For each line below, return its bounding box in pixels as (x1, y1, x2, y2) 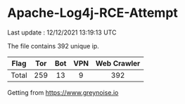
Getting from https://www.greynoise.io (7, 88, 119, 96)
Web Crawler (95, 58, 141, 68)
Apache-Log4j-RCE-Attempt (7, 5, 178, 21)
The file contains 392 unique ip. (7, 41, 100, 50)
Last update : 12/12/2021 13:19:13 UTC (7, 28, 117, 37)
